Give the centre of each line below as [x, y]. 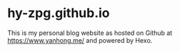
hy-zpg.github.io [59, 13]
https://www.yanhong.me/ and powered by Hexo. [80, 40]
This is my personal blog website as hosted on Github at [90, 33]
